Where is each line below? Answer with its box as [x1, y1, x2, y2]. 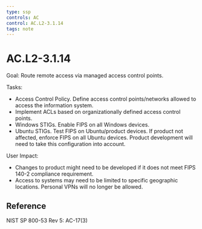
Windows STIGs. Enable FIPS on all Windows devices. [15, 121, 150, 128]
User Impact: [6, 152, 39, 159]
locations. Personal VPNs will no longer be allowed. [15, 183, 143, 191]
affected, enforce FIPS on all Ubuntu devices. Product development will [15, 134, 193, 141]
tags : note [6, 25, 34, 32]
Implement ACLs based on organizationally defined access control [15, 108, 181, 116]
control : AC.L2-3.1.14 [6, 20, 64, 26]
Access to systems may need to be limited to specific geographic [15, 177, 178, 184]
